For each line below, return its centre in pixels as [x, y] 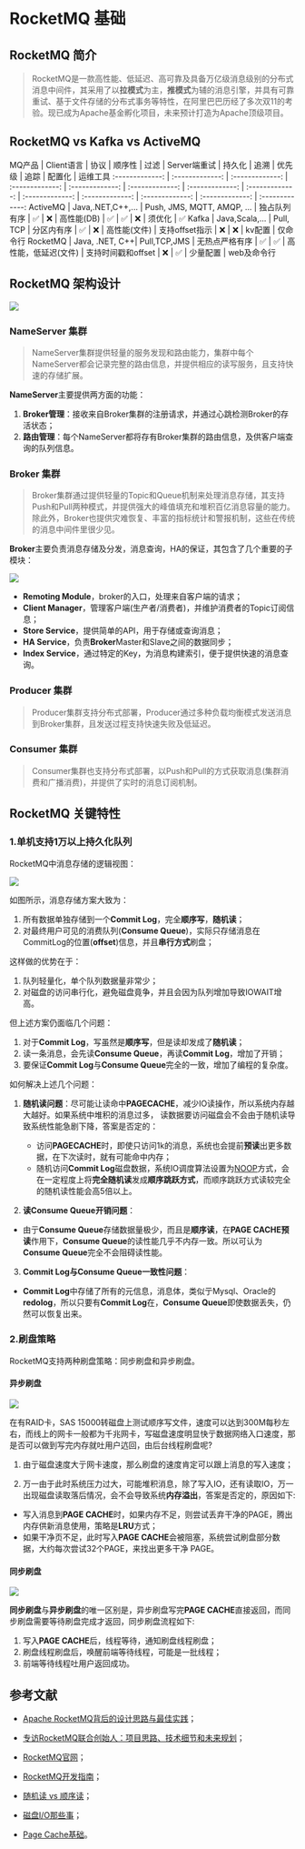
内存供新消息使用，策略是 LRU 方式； [90, 1526]
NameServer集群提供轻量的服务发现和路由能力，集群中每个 [143, 352]
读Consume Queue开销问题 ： [79, 1210]
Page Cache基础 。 [57, 1834]
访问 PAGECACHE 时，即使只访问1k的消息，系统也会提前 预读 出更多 [160, 1145]
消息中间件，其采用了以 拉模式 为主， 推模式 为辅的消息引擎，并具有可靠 [163, 90]
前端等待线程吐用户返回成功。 [78, 1663]
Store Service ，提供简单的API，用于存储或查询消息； [123, 631]
